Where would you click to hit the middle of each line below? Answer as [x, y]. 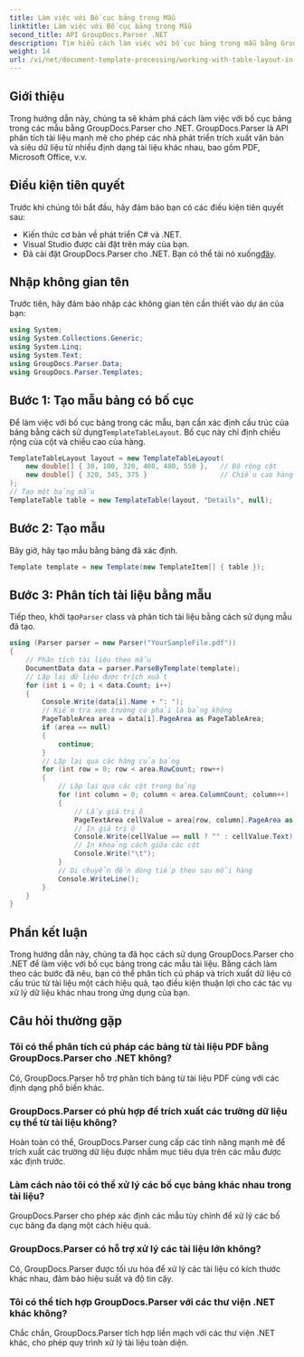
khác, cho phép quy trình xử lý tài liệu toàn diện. [99, 1343]
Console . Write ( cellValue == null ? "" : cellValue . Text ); [185, 837]
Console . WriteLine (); [99, 879]
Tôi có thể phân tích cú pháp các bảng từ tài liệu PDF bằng [139, 1047]
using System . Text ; [46, 356]
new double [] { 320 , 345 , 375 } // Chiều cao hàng [160, 475]
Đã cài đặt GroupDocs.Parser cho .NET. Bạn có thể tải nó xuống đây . [149, 254]
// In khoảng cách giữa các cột [137, 845]
